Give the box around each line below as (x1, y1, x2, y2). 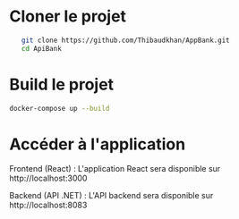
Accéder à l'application (9, 134, 186, 154)
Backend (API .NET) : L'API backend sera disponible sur (9, 190, 214, 201)
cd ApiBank (21, 44, 63, 53)
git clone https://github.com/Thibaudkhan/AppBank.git (21, 36, 230, 45)
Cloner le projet (9, 6, 127, 27)
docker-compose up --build (9, 104, 110, 113)
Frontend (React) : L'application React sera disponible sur (9, 164, 221, 174)
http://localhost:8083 (9, 199, 88, 211)
